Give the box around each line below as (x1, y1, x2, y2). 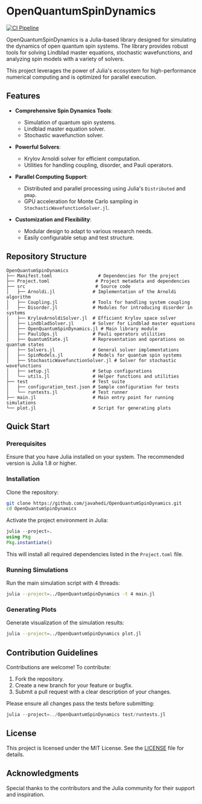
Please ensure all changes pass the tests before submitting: (6, 700, 155, 707)
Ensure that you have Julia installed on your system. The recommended (6, 453, 185, 461)
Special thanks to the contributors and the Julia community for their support (6, 784, 195, 791)
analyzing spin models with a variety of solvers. (6, 55, 125, 62)
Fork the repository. (14, 675, 65, 682)
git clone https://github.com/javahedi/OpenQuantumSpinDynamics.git (6, 500, 182, 506)
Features (6, 91, 40, 101)
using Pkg (6, 534, 31, 540)
